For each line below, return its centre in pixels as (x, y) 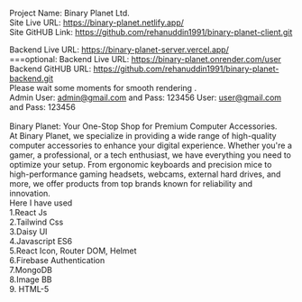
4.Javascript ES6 (41, 241)
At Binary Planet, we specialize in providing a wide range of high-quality (143, 136)
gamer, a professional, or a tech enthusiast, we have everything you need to (150, 155)
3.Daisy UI (28, 232)
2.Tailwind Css (37, 222)
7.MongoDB (31, 270)
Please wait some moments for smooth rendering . (103, 88)
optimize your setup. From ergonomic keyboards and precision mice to (141, 165)
